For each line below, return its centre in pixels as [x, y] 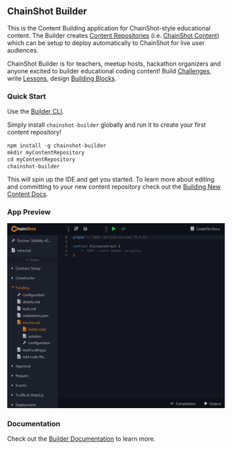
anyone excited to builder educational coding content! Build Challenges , [109, 71]
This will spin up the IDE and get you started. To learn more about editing [111, 179]
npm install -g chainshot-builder [57, 146]
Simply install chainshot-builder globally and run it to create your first [107, 125]
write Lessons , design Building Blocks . [62, 78]
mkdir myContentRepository [46, 153]
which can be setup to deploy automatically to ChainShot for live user [106, 43]
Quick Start [27, 96]
